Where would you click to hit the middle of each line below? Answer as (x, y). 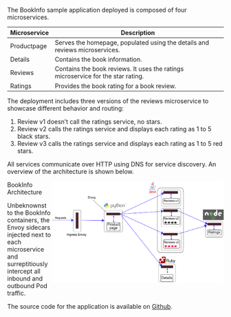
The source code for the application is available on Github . (90, 306)
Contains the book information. (98, 59)
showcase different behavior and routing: (65, 108)
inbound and (25, 278)
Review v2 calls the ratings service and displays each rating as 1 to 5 (114, 129)
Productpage (29, 46)
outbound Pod (27, 286)
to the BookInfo (29, 213)
